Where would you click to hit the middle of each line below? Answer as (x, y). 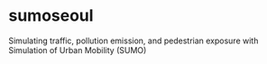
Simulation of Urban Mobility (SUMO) (78, 50)
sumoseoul (51, 16)
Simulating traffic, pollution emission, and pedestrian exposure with (133, 41)
